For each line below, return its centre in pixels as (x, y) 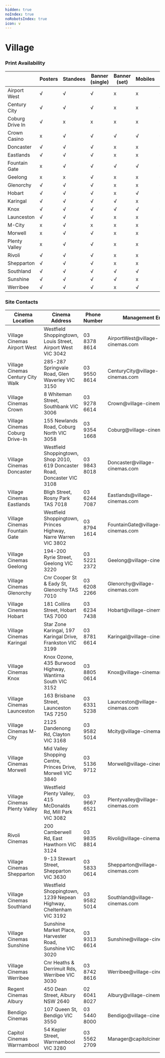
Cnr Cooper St (60, 578)
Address (61, 321)
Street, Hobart (60, 610)
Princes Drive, (60, 767)
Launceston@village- (133, 702)
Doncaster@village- (131, 463)
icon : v (13, 23)
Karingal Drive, (60, 637)
